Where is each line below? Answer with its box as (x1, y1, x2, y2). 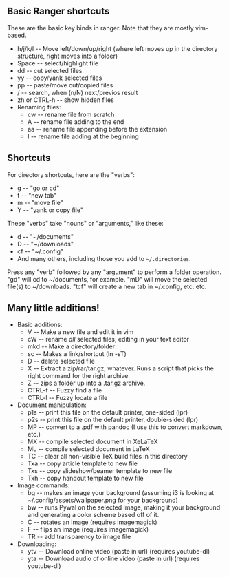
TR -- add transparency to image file (27, 533, 131, 541)
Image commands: (17, 481, 70, 490)
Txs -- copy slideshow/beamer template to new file (27, 467, 173, 475)
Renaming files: (17, 103, 61, 111)
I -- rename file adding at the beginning (27, 132, 139, 140)
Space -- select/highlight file (17, 59, 98, 67)
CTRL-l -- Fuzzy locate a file (27, 394, 108, 402)
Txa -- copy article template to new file (27, 459, 138, 468)
